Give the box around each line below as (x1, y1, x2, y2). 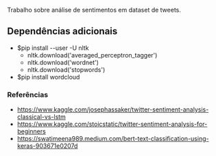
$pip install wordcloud (16, 73, 80, 81)
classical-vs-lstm (16, 113, 67, 121)
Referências (7, 90, 49, 99)
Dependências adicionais (7, 25, 118, 37)
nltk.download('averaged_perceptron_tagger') (27, 51, 158, 59)
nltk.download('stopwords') (27, 65, 106, 74)
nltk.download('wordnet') (27, 58, 99, 66)
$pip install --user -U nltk (16, 44, 89, 52)
